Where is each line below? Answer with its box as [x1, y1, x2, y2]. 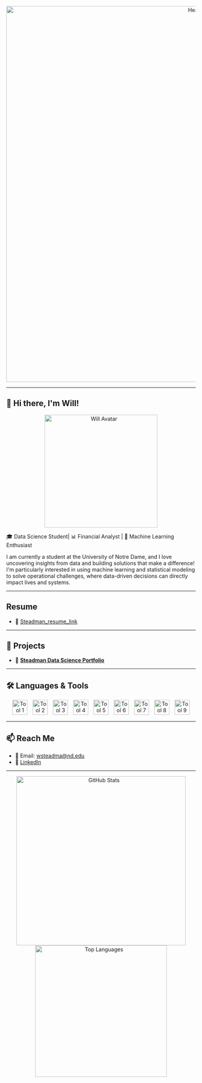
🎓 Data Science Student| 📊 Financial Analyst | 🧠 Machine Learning [6, 532, 174, 540]
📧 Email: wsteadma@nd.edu [14, 752, 85, 759]
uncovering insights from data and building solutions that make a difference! [6, 560, 195, 567]
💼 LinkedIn [14, 759, 41, 766]
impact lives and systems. [6, 578, 71, 586]
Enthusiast [6, 541, 32, 549]
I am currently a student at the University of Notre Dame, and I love [6, 553, 173, 560]
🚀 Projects [6, 641, 46, 651]
